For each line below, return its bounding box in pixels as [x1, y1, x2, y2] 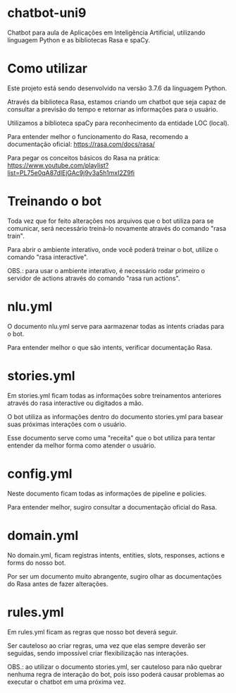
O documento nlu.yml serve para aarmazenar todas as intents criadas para [7, 322, 224, 330]
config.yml [7, 466, 73, 481]
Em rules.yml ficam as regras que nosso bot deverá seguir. [7, 627, 178, 636]
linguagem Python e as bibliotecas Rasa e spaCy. [7, 35, 150, 44]
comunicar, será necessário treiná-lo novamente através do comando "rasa [7, 224, 227, 232]
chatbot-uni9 [7, 5, 87, 21]
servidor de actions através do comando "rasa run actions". [7, 274, 180, 282]
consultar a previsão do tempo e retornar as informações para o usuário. [7, 104, 218, 114]
